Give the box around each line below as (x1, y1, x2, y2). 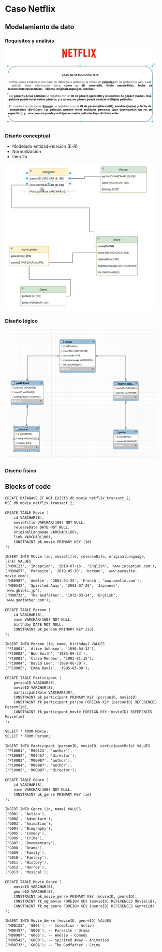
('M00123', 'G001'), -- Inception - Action (5, 923, 94, 928)
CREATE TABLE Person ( (5, 608, 51, 612)
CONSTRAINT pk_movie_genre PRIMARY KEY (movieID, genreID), (14, 894, 137, 899)
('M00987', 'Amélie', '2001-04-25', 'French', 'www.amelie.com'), (5, 578, 142, 583)
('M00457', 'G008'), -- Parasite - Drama (5, 928, 90, 933)
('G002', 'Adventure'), (5, 816, 53, 821)
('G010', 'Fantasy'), (5, 855, 49, 860)
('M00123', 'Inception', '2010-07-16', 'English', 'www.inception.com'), (5, 564, 157, 569)
